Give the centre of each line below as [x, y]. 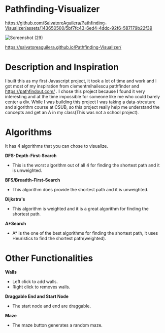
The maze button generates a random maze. [57, 325]
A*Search [16, 223]
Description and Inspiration [62, 67]
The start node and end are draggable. [51, 306]
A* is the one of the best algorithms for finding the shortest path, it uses [85, 233]
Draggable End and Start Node [37, 296]
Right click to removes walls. [41, 287]
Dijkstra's [15, 199]
